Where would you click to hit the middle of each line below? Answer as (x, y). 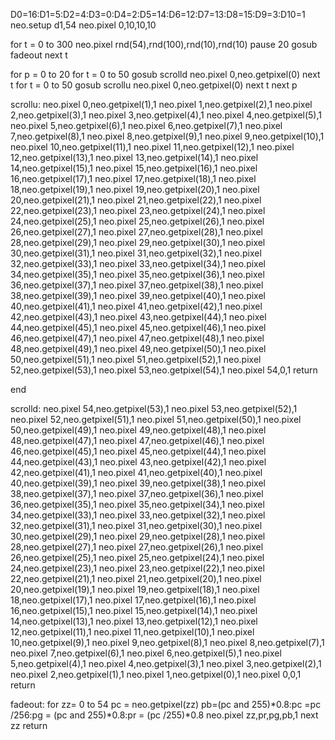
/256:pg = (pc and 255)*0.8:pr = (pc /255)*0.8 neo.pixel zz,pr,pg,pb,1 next (164, 715)
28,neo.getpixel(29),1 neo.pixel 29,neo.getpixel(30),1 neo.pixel (138, 242)
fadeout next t (39, 55)
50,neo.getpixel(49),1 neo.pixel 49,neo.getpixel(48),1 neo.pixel (138, 430)
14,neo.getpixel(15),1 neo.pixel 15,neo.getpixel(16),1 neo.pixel (134, 168)
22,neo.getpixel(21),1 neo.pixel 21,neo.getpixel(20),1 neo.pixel (136, 578)
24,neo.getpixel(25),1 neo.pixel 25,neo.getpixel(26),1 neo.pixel (137, 221)
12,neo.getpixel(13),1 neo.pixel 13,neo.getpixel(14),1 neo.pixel (134, 157)
